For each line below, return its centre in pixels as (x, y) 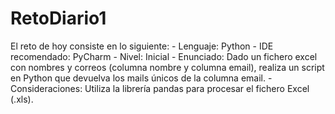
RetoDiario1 (58, 18)
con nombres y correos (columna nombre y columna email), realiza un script (167, 67)
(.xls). (22, 99)
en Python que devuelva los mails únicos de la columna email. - (141, 78)
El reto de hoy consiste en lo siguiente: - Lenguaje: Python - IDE (142, 46)
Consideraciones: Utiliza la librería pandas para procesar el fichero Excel (160, 88)
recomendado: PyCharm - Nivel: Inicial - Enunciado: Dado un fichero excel (164, 56)
